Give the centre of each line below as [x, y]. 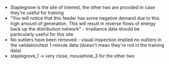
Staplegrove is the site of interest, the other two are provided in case [82, 7]
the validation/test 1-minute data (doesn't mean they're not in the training [87, 45]
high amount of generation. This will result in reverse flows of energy [83, 23]
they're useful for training [37, 13]
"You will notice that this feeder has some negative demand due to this [85, 18]
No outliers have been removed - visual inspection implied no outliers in [86, 40]
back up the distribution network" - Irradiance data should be [75, 29]
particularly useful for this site [42, 34]
